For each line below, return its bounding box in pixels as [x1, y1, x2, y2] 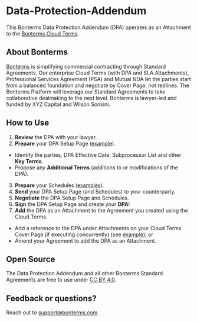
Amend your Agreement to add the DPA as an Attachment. [14, 237, 156, 244]
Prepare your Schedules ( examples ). [14, 182, 104, 189]
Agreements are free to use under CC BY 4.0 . [6, 276, 117, 284]
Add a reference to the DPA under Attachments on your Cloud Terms [14, 224, 182, 231]
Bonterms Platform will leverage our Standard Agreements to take [6, 88, 166, 95]
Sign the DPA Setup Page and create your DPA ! [14, 200, 130, 208]
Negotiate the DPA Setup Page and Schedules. [14, 194, 130, 201]
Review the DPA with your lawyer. [14, 133, 97, 140]
